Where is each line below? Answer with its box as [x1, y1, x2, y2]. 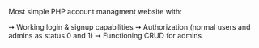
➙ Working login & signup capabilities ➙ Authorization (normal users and [8, 22, 251, 31]
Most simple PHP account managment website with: [8, 7, 182, 16]
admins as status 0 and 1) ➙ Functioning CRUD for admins [8, 31, 202, 40]
